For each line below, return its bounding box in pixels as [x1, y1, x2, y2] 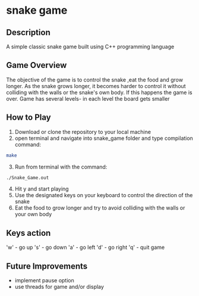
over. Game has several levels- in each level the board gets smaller [6, 95, 170, 102]
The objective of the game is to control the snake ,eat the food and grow [6, 76, 183, 83]
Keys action [6, 228, 51, 238]
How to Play [6, 113, 52, 123]
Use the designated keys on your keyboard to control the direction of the [14, 192, 193, 199]
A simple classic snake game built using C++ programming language [6, 43, 175, 50]
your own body [14, 211, 52, 218]
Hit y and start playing [14, 185, 70, 192]
